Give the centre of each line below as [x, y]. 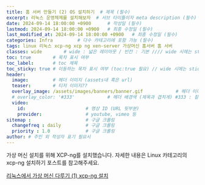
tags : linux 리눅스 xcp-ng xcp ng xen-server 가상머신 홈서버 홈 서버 [89, 46]
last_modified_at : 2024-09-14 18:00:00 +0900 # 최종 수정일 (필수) [92, 35]
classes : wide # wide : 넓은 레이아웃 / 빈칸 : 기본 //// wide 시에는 [99, 52]
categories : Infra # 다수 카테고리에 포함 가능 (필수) [80, 40]
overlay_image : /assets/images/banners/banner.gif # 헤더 [101, 92]
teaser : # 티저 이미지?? [50, 86]
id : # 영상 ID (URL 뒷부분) [78, 108]
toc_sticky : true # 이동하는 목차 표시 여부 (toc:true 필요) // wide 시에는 [96, 69]
